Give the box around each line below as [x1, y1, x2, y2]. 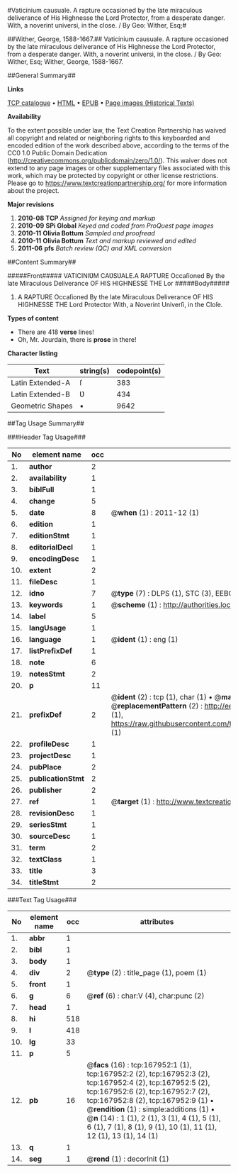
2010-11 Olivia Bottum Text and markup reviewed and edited [17, 237, 197, 245]
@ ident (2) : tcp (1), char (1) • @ [110, 692, 222, 701]
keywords [29, 600, 64, 609]
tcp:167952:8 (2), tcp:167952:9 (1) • [86, 1096, 215, 1105]
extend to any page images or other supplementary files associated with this [7, 164, 231, 172]
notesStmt [29, 669, 65, 679]
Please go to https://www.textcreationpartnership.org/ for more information [7, 179, 227, 187]
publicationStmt [29, 774, 85, 783]
